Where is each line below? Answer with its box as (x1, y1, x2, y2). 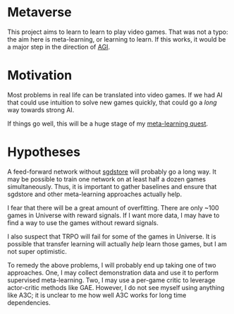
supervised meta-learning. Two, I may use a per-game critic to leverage (7, 276, 216, 284)
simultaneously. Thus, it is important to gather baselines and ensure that (7, 182, 217, 191)
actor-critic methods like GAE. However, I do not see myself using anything (7, 283, 225, 291)
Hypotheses (7, 144, 81, 160)
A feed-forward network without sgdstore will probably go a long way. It (7, 167, 217, 176)
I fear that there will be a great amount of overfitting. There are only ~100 (7, 203, 220, 212)
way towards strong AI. (7, 105, 75, 114)
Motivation (7, 68, 73, 83)
